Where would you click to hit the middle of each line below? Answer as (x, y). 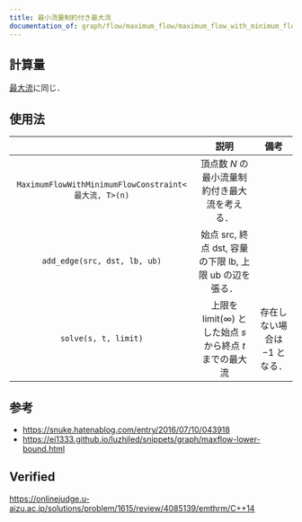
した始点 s (225, 332)
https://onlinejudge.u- (49, 499)
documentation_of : (44, 26)
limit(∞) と (224, 319)
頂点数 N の (225, 164)
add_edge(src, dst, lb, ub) (102, 261)
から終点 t (224, 346)
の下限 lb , (219, 261)
